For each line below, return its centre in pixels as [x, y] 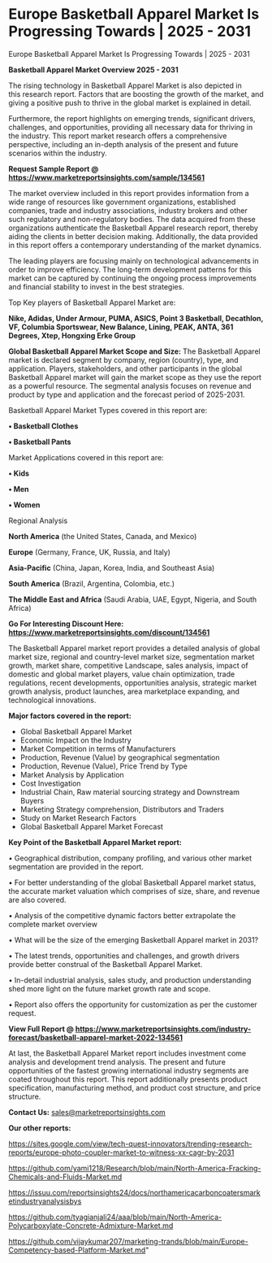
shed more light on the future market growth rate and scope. [110, 988]
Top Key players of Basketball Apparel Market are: [92, 303]
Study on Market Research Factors [78, 817]
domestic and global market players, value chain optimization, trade [122, 674]
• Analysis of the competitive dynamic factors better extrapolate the [122, 915]
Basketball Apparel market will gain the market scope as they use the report [135, 377]
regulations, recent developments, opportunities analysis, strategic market [133, 682]
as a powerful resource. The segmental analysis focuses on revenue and [130, 385]
